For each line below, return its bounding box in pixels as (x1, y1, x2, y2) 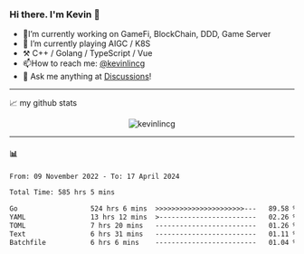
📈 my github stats (9, 98, 78, 108)
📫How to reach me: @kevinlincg (22, 58, 146, 69)
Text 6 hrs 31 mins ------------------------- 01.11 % (9, 230, 298, 239)
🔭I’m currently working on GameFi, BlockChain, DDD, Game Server (22, 29, 271, 40)
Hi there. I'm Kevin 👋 (9, 8, 100, 21)
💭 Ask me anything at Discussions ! (22, 71, 152, 82)
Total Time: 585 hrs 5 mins (9, 188, 116, 197)
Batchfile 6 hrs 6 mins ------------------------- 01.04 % (9, 238, 298, 247)
